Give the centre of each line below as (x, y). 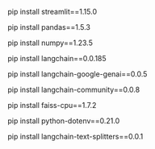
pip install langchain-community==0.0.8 (74, 89)
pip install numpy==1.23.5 (50, 43)
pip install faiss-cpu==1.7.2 (52, 105)
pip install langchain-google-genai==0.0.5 (77, 74)
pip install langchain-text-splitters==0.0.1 (75, 137)
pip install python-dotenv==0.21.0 (64, 121)
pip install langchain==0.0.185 (57, 58)
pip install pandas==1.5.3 (49, 27)
